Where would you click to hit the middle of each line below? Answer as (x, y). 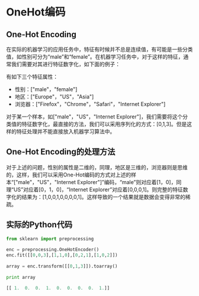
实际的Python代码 (39, 225)
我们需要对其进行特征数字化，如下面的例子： (65, 64)
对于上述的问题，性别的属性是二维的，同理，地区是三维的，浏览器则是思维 (97, 167)
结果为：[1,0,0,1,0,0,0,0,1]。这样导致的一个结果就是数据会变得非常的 (103, 197)
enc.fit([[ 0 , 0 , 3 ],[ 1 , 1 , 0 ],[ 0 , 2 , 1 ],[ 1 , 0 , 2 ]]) (62, 255)
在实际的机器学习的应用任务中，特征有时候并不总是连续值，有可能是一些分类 (99, 49)
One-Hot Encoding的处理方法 (61, 152)
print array (21, 277)
